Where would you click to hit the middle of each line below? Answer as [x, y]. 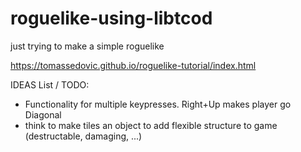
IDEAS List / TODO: [50, 84]
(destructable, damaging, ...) [83, 136]
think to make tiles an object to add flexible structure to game [151, 125]
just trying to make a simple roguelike [87, 46]
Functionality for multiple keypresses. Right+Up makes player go [158, 104]
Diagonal [43, 114]
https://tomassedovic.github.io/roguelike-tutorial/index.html [133, 65]
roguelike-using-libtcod [111, 18]
